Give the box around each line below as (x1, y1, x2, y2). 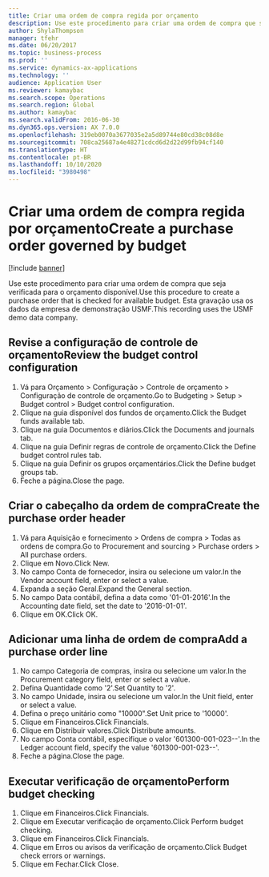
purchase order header (8, 512, 126, 525)
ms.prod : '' (8, 57, 48, 65)
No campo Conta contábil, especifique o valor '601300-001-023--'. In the (19, 734, 260, 744)
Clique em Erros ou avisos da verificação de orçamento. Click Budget (19, 843, 247, 852)
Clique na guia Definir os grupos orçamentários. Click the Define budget (19, 458, 256, 469)
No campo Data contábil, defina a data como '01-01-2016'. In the (19, 592, 231, 601)
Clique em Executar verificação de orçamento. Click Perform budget (19, 817, 244, 827)
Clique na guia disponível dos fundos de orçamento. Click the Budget (19, 408, 247, 417)
